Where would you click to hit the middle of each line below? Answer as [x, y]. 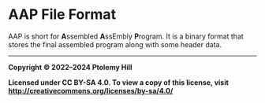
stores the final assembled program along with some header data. [115, 44]
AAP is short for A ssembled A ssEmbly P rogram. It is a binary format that [126, 36]
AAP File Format [62, 15]
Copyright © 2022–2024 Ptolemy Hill [70, 67]
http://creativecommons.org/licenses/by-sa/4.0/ [91, 90]
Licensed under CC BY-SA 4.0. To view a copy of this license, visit [118, 82]
